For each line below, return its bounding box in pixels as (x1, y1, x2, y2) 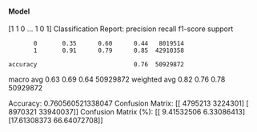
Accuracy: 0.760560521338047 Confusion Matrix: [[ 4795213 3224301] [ (8, 98, 250, 108)
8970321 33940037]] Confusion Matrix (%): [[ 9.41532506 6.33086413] (8, 107, 246, 117)
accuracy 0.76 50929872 (8, 61, 184, 69)
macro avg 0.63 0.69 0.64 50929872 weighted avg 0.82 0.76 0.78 (8, 74, 226, 84)
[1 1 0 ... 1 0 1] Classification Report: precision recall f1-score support (8, 24, 234, 34)
